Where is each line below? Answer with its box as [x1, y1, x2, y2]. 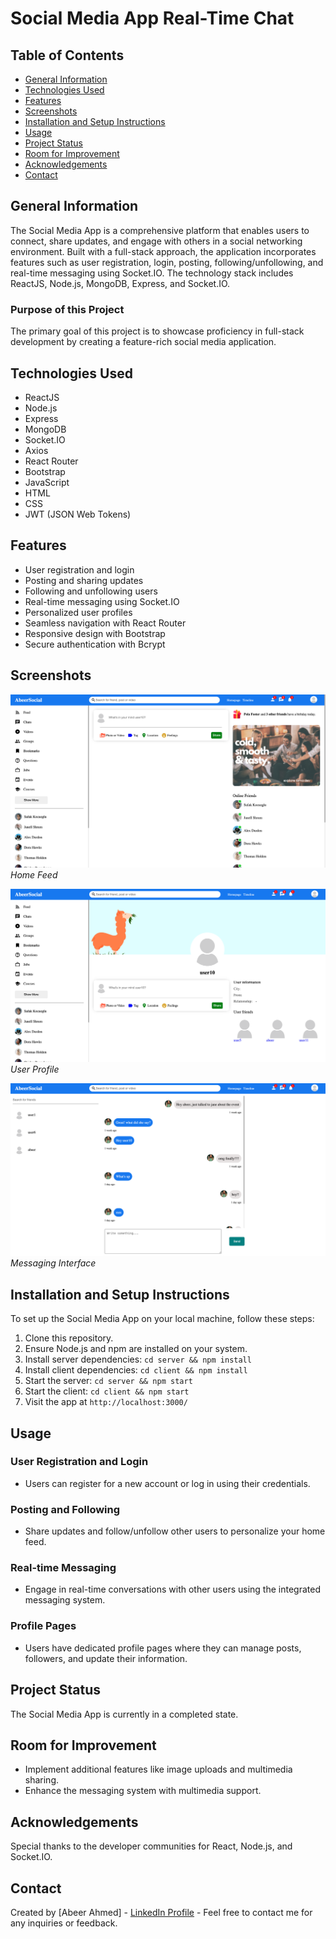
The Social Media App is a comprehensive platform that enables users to [10, 224, 310, 236]
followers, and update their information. [24, 1652, 188, 1664]
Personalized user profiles [24, 606, 133, 618]
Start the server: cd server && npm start [24, 1375, 193, 1387]
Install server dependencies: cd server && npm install [24, 1353, 252, 1366]
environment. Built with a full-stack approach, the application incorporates [10, 245, 317, 257]
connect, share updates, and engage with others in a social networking [10, 235, 303, 247]
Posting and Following [10, 1502, 121, 1516]
